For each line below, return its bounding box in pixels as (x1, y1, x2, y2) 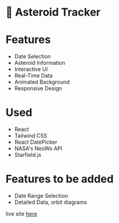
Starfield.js (14, 151, 41, 159)
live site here (5, 210, 37, 217)
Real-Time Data (14, 72, 53, 79)
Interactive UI (14, 66, 48, 73)
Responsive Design (14, 85, 63, 92)
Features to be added (5, 173, 114, 186)
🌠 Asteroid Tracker (5, 5, 101, 19)
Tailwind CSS (14, 132, 47, 139)
